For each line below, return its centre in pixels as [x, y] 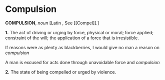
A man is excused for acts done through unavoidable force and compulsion [82, 62]
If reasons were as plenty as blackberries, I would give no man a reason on [82, 47]
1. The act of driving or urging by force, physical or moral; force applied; [79, 32]
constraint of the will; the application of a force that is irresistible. [72, 38]
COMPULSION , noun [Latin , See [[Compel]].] [52, 23]
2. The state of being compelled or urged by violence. [61, 72]
